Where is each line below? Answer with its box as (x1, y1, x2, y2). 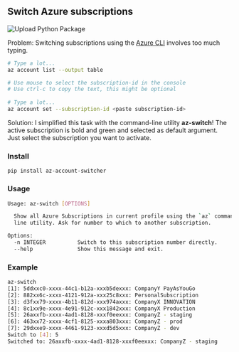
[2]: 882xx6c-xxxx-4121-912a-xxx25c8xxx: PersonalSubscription (7, 292, 199, 299)
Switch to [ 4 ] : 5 (7, 331, 59, 338)
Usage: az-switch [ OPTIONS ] (7, 200, 91, 207)
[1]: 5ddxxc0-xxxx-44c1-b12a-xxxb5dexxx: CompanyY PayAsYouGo (7, 284, 196, 292)
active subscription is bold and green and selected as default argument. (7, 126, 218, 134)
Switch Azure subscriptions (7, 6, 134, 18)
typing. (7, 46, 28, 54)
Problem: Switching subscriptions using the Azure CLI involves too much (7, 38, 221, 47)
